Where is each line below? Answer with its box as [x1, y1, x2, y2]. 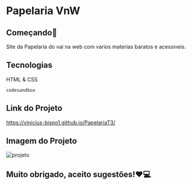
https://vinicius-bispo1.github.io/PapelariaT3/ [6, 119, 116, 126]
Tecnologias [6, 60, 53, 70]
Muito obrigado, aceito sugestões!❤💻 [6, 169, 152, 179]
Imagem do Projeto [6, 136, 77, 146]
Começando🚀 [6, 28, 57, 38]
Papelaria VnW [6, 4, 80, 18]
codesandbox [6, 87, 35, 93]
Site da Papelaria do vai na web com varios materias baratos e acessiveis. [6, 43, 186, 50]
